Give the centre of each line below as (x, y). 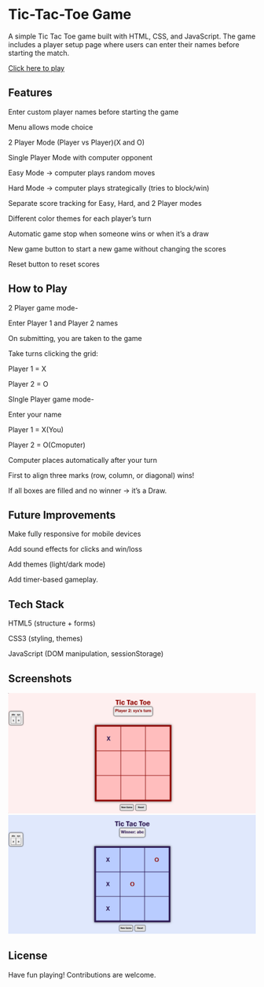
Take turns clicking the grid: (53, 353)
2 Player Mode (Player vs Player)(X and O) (77, 142)
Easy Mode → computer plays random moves (82, 172)
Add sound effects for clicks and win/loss (75, 549)
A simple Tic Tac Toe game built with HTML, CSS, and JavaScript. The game (132, 36)
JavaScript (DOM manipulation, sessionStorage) (86, 654)
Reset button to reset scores (54, 264)
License (28, 956)
